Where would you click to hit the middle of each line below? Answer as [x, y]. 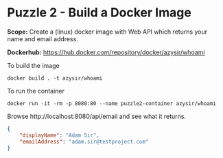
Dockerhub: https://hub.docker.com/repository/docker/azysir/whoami [106, 52]
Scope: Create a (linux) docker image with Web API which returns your [107, 32]
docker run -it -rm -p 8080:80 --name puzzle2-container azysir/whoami [111, 103]
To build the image [33, 65]
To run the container [36, 91]
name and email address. [43, 38]
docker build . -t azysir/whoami [55, 78]
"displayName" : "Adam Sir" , [59, 135]
